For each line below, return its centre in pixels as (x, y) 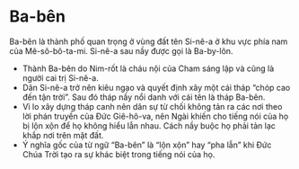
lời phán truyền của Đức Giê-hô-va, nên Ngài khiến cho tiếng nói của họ (155, 116)
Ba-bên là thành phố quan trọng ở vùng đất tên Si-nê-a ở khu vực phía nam (149, 41)
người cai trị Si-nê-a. (60, 77)
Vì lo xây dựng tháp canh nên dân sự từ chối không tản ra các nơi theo (152, 106)
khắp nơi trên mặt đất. (63, 135)
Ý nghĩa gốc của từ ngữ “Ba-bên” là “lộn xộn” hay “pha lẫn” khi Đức (147, 145)
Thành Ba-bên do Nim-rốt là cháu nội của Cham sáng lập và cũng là (148, 68)
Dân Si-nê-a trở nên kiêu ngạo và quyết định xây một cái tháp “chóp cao (156, 87)
